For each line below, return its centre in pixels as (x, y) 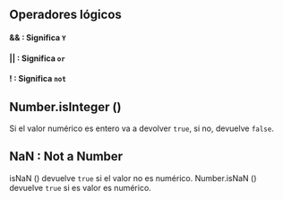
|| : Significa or (37, 58)
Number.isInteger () (65, 107)
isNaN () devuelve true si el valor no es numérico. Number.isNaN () (133, 178)
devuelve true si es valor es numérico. (81, 187)
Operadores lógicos (66, 15)
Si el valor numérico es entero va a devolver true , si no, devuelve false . (142, 128)
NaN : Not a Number (66, 157)
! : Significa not (38, 79)
